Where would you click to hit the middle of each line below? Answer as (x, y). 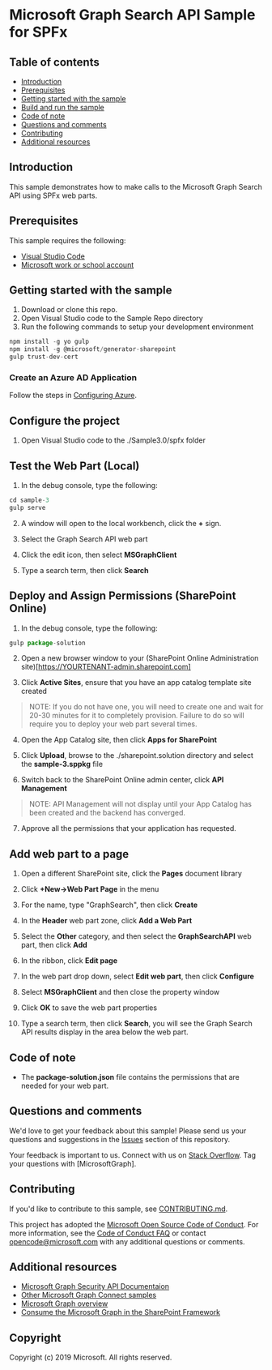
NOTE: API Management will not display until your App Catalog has (140, 804)
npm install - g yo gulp (49, 342)
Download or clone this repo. (69, 310)
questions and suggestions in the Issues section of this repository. (120, 1139)
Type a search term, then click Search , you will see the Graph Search (137, 1024)
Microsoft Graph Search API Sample (132, 15)
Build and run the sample (62, 107)
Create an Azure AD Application (73, 377)
